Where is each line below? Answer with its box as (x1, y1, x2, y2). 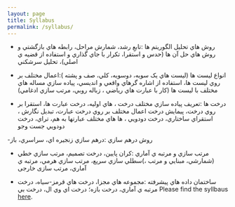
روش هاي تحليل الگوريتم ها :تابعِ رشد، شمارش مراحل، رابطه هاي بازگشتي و (17, 43, 215, 51)
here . (17, 192, 33, 201)
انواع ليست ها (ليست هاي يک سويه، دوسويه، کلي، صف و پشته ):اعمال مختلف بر (17, 71, 227, 79)
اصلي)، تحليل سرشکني (17, 58, 79, 66)
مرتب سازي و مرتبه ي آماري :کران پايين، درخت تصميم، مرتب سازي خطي (17, 149, 209, 158)
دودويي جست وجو (17, 122, 65, 131)
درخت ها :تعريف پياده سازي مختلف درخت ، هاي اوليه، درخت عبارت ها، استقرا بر (17, 100, 227, 108)
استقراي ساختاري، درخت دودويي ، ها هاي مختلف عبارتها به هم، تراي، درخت (17, 114, 213, 123)
